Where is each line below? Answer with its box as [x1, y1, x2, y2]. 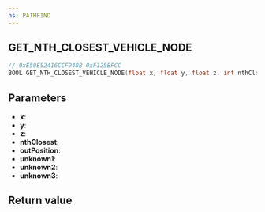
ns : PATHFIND [8, 11, 51, 20]
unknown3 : [19, 171, 58, 180]
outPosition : [19, 146, 61, 155]
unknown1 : [19, 154, 57, 163]
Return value [8, 194, 73, 207]
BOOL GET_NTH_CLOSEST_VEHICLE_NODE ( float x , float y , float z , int [8, 69, 235, 78]
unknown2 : [19, 163, 58, 172]
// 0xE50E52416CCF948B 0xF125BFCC [8, 62, 122, 70]
